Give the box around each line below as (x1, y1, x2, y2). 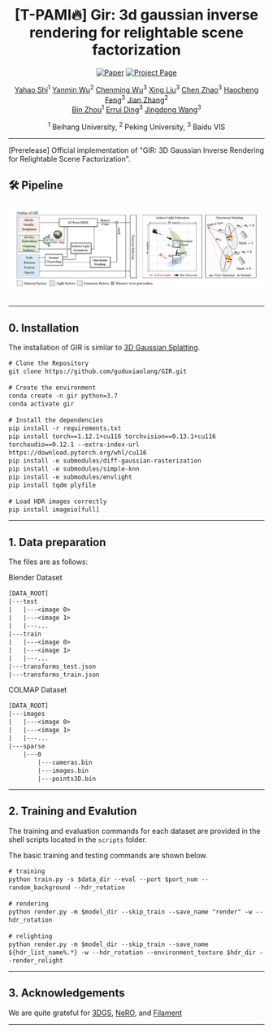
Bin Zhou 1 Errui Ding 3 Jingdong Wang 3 (71, 103, 201, 115)
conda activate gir (8, 400, 75, 408)
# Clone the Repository (8, 359, 89, 367)
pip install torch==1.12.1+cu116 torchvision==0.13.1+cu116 (8, 432, 217, 441)
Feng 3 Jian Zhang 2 (104, 93, 169, 105)
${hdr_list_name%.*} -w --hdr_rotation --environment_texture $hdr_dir (8, 948, 256, 957)
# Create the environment (8, 384, 96, 392)
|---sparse (8, 742, 45, 751)
